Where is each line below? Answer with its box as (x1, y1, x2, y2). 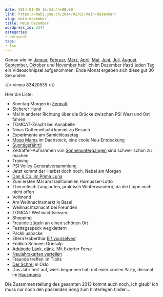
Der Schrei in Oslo (12, 261, 49, 267)
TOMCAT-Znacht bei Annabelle (12, 121, 75, 127)
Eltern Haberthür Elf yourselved (12, 235, 76, 241)
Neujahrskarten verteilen (12, 251, 62, 257)
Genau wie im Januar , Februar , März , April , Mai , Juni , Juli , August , (5, 57, 138, 62)
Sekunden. (5, 72, 27, 78)
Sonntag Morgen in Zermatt (12, 100, 68, 106)
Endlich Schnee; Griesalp (12, 240, 63, 246)
